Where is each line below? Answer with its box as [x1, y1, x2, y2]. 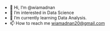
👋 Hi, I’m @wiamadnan [9, 5, 55, 10]
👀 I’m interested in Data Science [9, 10, 74, 15]
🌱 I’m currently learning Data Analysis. [9, 15, 87, 20]
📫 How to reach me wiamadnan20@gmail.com [9, 20, 105, 26]
